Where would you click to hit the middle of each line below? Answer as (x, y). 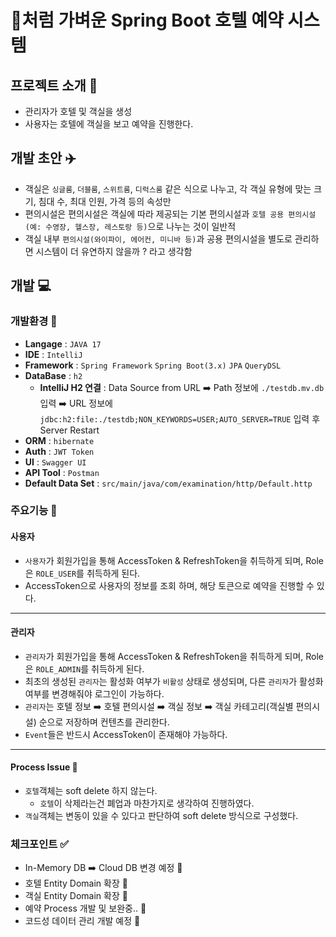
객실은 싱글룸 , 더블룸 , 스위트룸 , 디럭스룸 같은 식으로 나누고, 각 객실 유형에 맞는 (168, 188)
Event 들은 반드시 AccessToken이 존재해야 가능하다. (126, 734)
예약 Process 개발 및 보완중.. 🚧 (85, 908)
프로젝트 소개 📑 (54, 85)
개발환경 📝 (34, 321)
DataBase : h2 (53, 375)
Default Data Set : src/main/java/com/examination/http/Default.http (168, 483)
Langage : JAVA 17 (63, 343)
